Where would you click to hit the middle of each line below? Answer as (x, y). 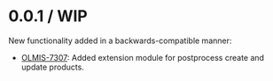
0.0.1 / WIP (48, 16)
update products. (53, 67)
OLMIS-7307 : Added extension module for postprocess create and (143, 57)
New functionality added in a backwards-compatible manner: (120, 40)
